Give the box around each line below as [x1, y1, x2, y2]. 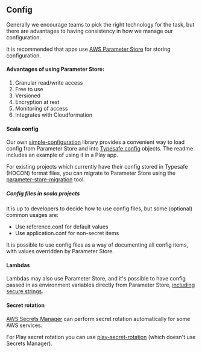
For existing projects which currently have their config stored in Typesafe [6, 163, 188, 170]
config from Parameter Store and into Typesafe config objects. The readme [6, 145, 194, 152]
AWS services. [6, 322, 43, 329]
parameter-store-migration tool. [6, 176, 86, 183]
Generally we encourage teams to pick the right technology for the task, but [6, 21, 195, 28]
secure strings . [6, 288, 44, 295]
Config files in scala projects [6, 190, 80, 197]
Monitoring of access [14, 105, 68, 112]
